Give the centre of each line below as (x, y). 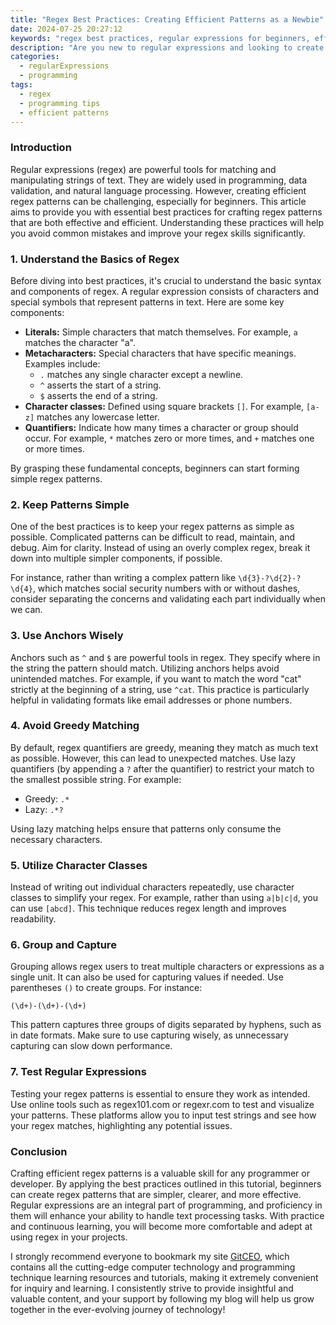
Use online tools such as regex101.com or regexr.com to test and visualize (162, 1104)
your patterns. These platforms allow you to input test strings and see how (163, 1115)
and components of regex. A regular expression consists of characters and (164, 291)
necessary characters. (56, 839)
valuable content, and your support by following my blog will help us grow (162, 1299)
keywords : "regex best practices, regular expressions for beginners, (160, 38)
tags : (21, 85)
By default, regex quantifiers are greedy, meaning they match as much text (164, 747)
